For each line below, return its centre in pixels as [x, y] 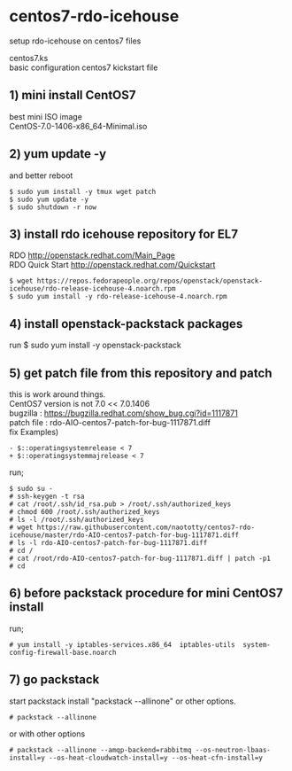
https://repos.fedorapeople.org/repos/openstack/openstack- [150, 281]
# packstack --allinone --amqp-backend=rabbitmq [100, 750]
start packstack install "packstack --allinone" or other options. [123, 701]
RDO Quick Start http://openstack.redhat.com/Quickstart [112, 265]
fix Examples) [34, 432]
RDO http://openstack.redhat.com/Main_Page [92, 255]
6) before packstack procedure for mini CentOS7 [146, 593]
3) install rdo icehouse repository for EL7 [124, 234]
